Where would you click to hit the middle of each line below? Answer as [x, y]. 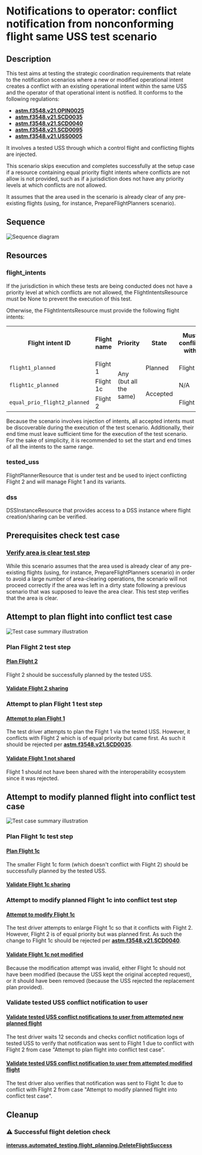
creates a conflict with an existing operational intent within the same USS [97, 86]
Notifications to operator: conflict [92, 11]
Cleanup [23, 1115]
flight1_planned [32, 368]
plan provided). [25, 987]
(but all [127, 381]
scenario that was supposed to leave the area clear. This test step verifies [98, 591]
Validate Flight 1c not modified [45, 954]
